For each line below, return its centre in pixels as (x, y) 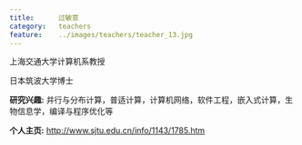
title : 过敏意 (44, 18)
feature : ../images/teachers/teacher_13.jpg (101, 34)
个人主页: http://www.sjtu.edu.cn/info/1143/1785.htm (107, 130)
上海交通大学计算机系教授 (57, 62)
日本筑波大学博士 (41, 81)
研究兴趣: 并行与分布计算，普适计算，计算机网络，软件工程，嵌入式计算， (147, 100)
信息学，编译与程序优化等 (65, 111)
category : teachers (50, 26)
